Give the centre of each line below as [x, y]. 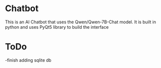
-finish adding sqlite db [28, 60]
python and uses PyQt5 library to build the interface [57, 27]
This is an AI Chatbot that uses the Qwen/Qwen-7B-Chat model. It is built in [81, 22]
